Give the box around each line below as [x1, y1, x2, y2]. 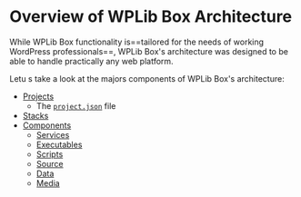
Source [35, 158, 64, 169]
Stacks [22, 110, 49, 121]
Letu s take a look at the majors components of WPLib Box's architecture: [9, 73, 285, 84]
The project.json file [35, 100, 116, 111]
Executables [35, 139, 83, 150]
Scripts [35, 148, 64, 160]
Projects [22, 91, 55, 102]
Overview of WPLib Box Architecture [9, 6, 293, 27]
